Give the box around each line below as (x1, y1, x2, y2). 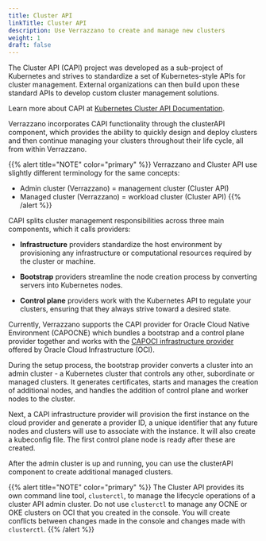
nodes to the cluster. (8, 394, 75, 404)
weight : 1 (8, 33, 41, 42)
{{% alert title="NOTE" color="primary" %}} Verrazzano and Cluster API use (8, 160, 258, 169)
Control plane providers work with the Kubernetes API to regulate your (19, 296, 252, 306)
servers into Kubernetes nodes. (19, 280, 123, 290)
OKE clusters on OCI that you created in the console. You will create (8, 508, 230, 517)
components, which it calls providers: (8, 224, 131, 234)
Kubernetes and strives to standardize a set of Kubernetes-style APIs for (8, 71, 246, 81)
